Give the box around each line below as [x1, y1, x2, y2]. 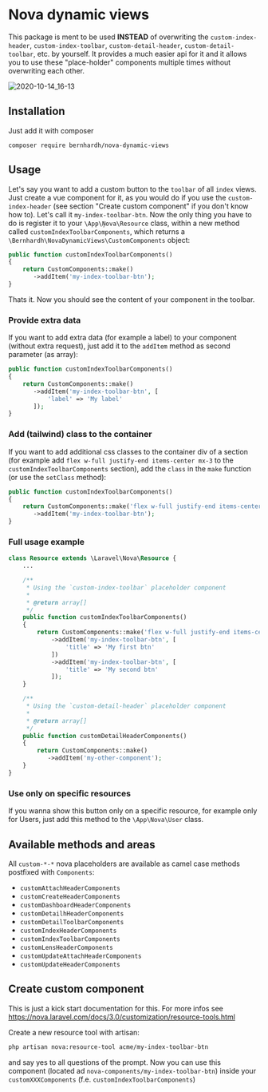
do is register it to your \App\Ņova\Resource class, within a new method [8, 218, 240, 228]
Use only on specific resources [8, 788, 132, 799]
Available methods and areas [8, 837, 156, 852]
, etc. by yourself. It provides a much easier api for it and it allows [33, 49, 247, 58]
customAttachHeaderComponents [19, 884, 121, 892]
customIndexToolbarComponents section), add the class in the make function [8, 463, 251, 473]
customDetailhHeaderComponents [19, 909, 124, 918]
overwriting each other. [8, 66, 85, 75]
